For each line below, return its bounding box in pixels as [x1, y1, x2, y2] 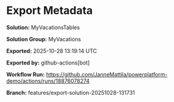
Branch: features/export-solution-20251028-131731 [6, 89, 135, 96]
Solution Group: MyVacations [6, 35, 81, 42]
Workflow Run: [6, 70, 45, 78]
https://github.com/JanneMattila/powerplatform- [46, 70, 168, 78]
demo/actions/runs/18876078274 [6, 77, 90, 84]
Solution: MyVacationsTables [6, 24, 80, 31]
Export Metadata [6, 4, 93, 18]
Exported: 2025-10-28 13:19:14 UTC [6, 47, 97, 55]
